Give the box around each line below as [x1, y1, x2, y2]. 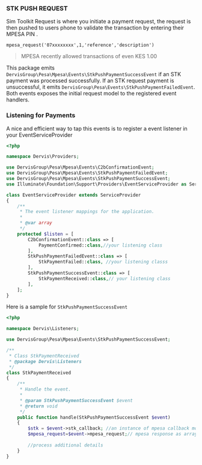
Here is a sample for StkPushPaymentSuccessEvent [6, 303, 128, 310]
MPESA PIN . [6, 31, 38, 38]
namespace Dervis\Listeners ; [6, 326, 79, 332]
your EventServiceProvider [6, 131, 73, 139]
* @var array [19, 220, 52, 226]
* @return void [19, 403, 58, 409]
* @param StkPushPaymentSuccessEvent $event [19, 397, 133, 403]
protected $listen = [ [17, 231, 74, 237]
